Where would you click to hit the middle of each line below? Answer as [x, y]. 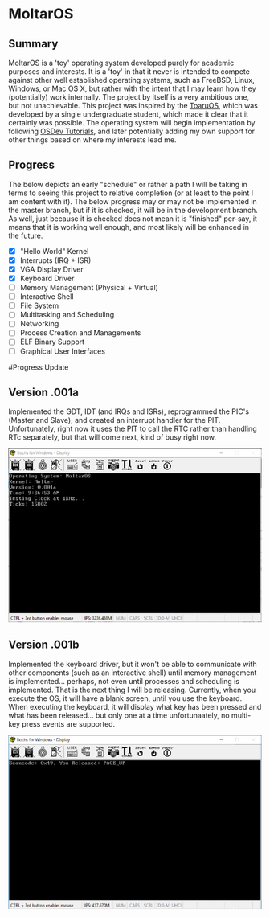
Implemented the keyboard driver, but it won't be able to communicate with [133, 664]
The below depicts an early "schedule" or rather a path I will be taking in [128, 184]
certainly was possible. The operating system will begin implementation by [132, 123]
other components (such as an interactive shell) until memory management [133, 673]
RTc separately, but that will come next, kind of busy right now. [112, 437]
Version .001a [43, 392]
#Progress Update [39, 367]
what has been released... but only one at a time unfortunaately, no [119, 715]
